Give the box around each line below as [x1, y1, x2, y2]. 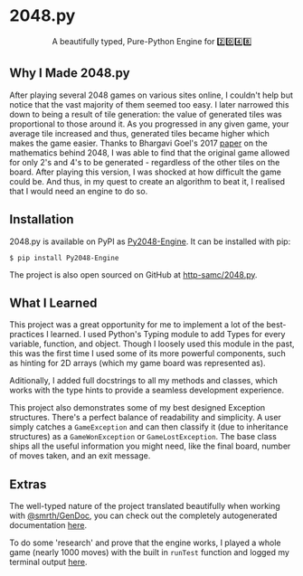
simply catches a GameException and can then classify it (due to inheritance [9, 421, 289, 432]
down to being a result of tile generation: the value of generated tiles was [9, 109, 282, 119]
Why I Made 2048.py [9, 65, 130, 81]
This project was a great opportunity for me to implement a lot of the [9, 319, 265, 330]
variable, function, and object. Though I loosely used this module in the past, [9, 338, 295, 349]
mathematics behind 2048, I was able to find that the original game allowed [9, 146, 290, 158]
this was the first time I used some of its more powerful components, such [9, 348, 287, 359]
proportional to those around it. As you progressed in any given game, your [9, 118, 289, 129]
